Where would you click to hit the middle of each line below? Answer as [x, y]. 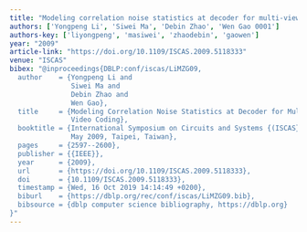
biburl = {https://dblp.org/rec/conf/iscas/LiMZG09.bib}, [137, 196]
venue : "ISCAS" [38, 60]
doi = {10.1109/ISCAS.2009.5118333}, [101, 179]
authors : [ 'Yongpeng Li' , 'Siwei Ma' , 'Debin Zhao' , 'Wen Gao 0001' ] [145, 26]
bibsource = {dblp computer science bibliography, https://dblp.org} [153, 205]
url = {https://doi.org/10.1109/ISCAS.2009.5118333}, [134, 171]
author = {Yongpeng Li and [75, 78]
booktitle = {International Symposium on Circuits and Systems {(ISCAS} [159, 129]
